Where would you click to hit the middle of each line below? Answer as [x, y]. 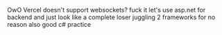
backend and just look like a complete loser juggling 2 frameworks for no [111, 17]
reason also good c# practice [49, 24]
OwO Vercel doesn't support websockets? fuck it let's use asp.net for [106, 10]
